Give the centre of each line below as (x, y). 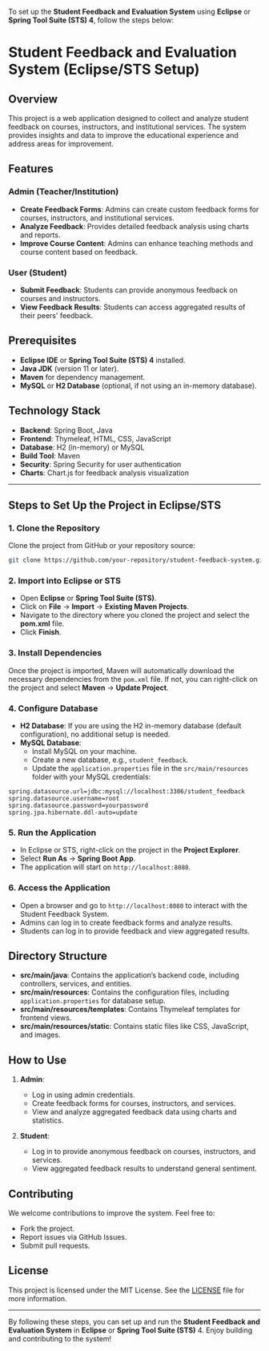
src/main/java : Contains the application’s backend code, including (130, 975)
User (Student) (38, 272)
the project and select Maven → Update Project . (88, 688)
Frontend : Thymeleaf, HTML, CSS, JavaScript (95, 438)
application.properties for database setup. (92, 1001)
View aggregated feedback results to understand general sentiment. (145, 1168)
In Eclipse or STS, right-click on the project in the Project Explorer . (130, 850)
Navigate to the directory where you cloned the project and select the (134, 615)
